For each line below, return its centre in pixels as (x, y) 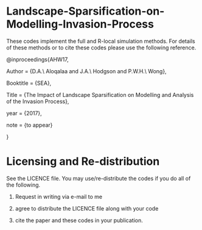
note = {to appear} (30, 125)
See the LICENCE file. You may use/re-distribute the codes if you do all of (99, 178)
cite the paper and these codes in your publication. (79, 220)
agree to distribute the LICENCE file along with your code (87, 208)
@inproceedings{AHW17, (37, 59)
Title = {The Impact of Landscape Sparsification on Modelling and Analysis (100, 95)
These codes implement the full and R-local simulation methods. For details (101, 41)
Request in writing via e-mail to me (59, 196)
